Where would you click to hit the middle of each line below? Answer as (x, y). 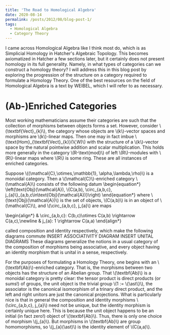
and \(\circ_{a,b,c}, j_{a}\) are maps (75, 206)
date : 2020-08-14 (24, 15)
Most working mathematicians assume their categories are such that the (81, 120)
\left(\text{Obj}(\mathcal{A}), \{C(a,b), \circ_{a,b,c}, (59, 189)
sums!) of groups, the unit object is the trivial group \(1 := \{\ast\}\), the (79, 283)
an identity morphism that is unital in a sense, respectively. (66, 252)
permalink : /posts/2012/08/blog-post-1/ (49, 19)
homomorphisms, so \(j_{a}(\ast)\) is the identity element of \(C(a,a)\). (78, 327)
